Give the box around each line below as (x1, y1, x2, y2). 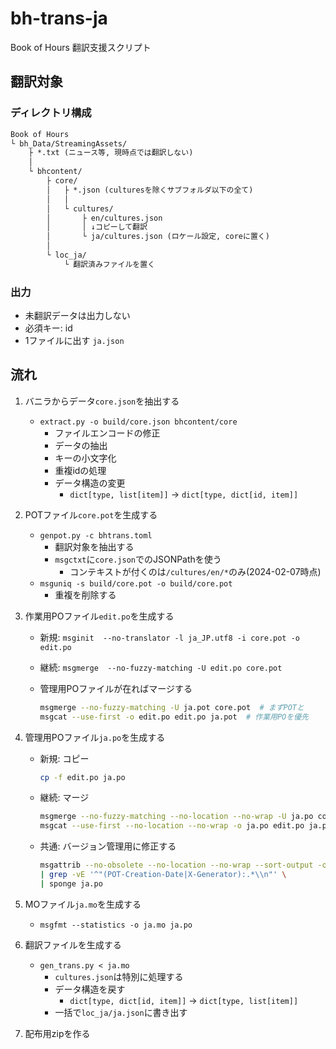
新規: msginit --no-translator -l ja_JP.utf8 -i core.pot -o (39, 631, 300, 643)
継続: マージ (39, 792, 90, 804)
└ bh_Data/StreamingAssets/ (10, 138, 128, 149)
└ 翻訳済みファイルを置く (63, 259, 156, 269)
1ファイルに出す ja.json (24, 335, 125, 347)
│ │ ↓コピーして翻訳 (46, 222, 148, 232)
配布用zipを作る (24, 1027, 91, 1039)
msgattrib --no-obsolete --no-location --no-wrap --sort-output (39, 860, 314, 871)
